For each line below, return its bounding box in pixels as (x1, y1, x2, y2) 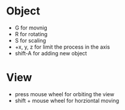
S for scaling (14, 37, 47, 44)
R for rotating (14, 30, 48, 37)
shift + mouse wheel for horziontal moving (14, 97, 120, 104)
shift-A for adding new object (14, 49, 87, 57)
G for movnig (14, 24, 48, 31)
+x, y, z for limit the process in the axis (14, 43, 111, 50)
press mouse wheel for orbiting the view (14, 90, 115, 97)
